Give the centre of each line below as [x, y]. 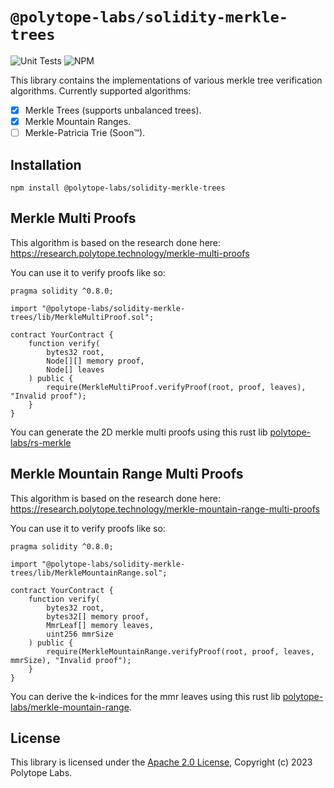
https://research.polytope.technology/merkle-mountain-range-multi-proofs [165, 509]
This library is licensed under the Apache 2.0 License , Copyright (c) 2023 [161, 762]
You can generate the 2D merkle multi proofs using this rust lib [139, 432]
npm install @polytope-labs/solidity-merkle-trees [118, 188]
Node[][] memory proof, [95, 361]
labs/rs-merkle [41, 442]
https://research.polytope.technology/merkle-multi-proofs [130, 253]
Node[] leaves [75, 369]
